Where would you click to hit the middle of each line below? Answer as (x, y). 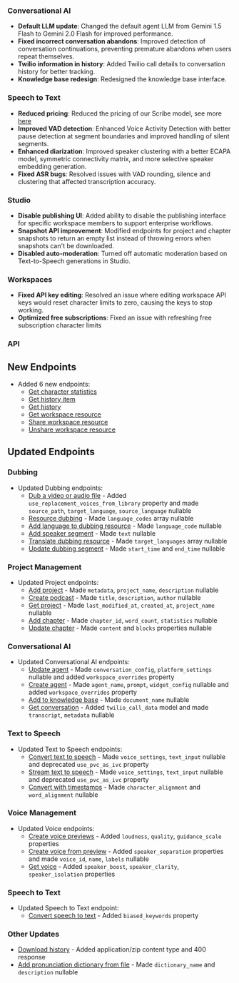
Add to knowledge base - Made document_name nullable (109, 700)
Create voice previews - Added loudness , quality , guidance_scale (125, 836)
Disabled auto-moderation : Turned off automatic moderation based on (122, 253)
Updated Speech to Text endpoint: (68, 908)
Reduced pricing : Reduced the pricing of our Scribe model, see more (120, 113)
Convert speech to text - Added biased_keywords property (113, 916)
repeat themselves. (46, 56)
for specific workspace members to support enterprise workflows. (115, 223)
